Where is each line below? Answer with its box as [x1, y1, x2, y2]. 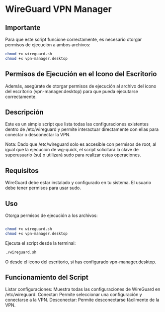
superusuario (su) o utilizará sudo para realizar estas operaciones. [5, 152, 141, 158]
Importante [5, 23, 41, 32]
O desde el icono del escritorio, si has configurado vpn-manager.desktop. [5, 259, 157, 265]
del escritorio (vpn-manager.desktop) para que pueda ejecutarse [5, 88, 138, 94]
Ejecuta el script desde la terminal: [5, 240, 76, 246]
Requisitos [5, 166, 39, 175]
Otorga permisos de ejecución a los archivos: [5, 212, 98, 218]
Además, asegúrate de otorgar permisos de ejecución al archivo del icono [5, 83, 157, 89]
